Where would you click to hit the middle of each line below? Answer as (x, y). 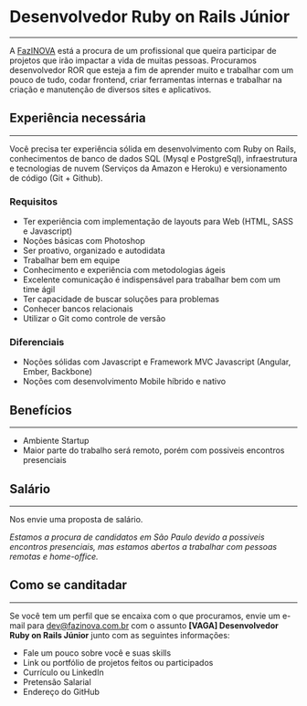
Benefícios (41, 410)
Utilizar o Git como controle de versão (94, 319)
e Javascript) (48, 231)
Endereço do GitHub (61, 691)
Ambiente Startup (56, 441)
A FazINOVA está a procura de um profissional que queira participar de (143, 50)
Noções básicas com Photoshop (84, 241)
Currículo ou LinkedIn (63, 672)
